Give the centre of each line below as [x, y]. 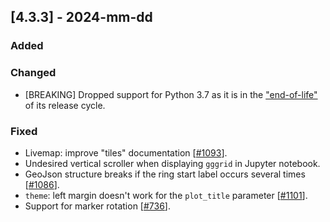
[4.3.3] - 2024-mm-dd [81, 17]
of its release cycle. [65, 105]
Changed [33, 73]
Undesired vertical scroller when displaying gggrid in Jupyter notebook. [172, 163]
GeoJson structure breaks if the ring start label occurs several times [165, 174]
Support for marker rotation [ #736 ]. [97, 206]
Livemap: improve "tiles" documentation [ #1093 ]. [126, 152]
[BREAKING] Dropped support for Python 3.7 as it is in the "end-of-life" [171, 94]
